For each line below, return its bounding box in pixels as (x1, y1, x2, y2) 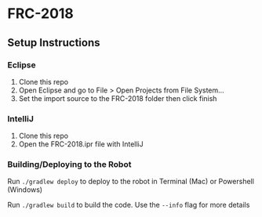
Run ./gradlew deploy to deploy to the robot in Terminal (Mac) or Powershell (7, 177, 254, 186)
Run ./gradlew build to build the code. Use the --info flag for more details (7, 201, 250, 210)
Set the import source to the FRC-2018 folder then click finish (18, 93, 217, 103)
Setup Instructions (7, 36, 100, 49)
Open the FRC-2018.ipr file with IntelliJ (18, 139, 144, 149)
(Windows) (7, 185, 43, 194)
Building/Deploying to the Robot (7, 159, 132, 170)
